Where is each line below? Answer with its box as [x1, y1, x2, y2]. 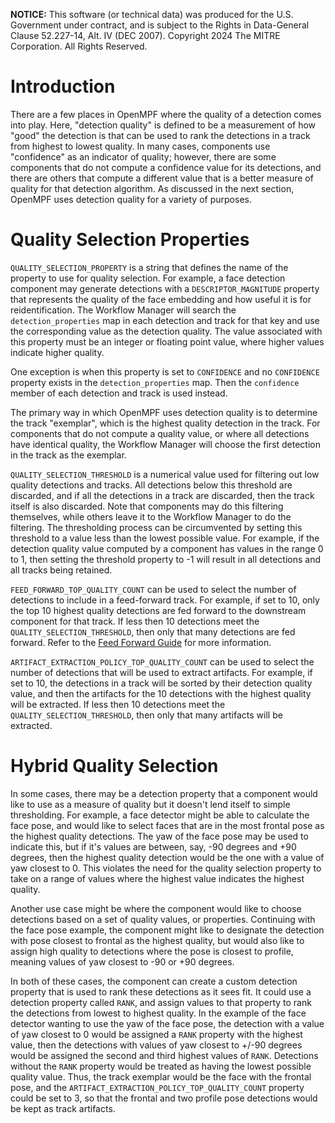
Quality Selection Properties [10, 229, 250, 251]
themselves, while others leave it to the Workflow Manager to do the [10, 510, 292, 523]
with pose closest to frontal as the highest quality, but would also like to [10, 934, 305, 946]
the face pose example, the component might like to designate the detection [10, 924, 325, 936]
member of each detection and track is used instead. [10, 387, 228, 399]
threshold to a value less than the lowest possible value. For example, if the [10, 532, 320, 544]
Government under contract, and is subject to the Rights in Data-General [10, 19, 310, 31]
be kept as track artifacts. [10, 1102, 116, 1114]
